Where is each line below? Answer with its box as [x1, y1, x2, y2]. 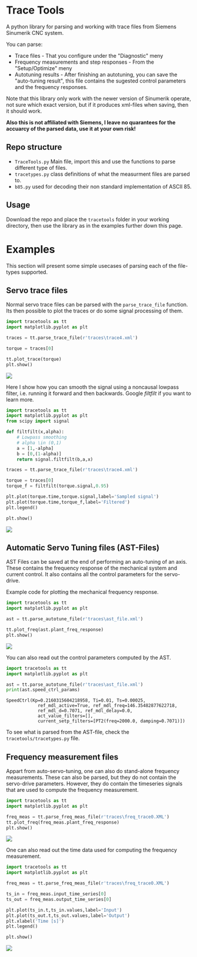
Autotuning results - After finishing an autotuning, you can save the [14, 71, 178, 78]
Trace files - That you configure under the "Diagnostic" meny [14, 52, 163, 59]
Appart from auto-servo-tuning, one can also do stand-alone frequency [6, 768, 180, 775]
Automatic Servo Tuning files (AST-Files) [6, 542, 160, 553]
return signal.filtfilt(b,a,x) [16, 456, 94, 462]
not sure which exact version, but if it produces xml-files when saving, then [6, 101, 189, 108]
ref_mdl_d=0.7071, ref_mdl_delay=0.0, [37, 708, 133, 714]
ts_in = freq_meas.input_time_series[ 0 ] [6, 891, 107, 897]
